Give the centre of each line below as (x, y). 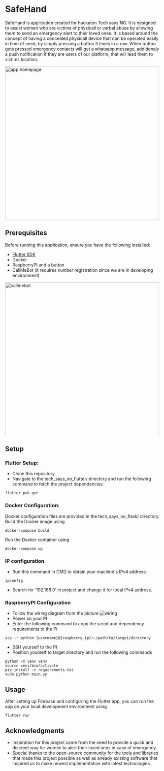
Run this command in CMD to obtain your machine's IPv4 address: (80, 572)
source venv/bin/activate (32, 666)
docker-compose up (24, 548)
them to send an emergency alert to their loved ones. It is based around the (82, 33)
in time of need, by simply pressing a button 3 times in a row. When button (81, 43)
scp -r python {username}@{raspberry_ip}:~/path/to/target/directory (78, 638)
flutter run (17, 716)
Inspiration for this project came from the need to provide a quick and (83, 742)
